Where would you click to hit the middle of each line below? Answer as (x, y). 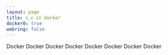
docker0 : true (24, 23)
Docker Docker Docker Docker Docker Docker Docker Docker (84, 46)
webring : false (26, 29)
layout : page (23, 12)
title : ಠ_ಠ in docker (34, 18)
